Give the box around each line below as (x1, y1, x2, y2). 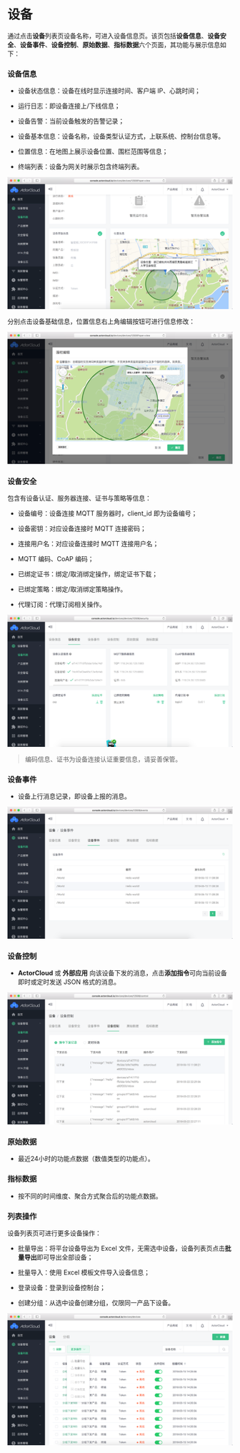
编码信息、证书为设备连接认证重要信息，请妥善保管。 (24, 755, 182, 763)
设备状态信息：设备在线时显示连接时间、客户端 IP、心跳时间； (17, 86, 201, 95)
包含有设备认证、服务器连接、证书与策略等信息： (7, 494, 151, 503)
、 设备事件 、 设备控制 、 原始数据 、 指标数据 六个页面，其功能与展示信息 (14, 40, 220, 49)
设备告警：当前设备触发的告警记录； (17, 117, 125, 126)
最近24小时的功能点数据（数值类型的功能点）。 (17, 1155, 155, 1163)
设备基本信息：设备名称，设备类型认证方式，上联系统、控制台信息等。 (17, 132, 225, 141)
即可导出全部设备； (36, 1253, 94, 1261)
